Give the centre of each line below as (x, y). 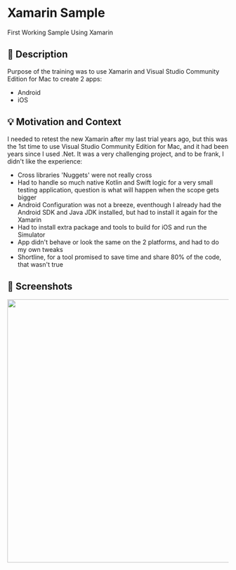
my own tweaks (40, 249)
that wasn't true (40, 264)
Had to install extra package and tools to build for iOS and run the (112, 227)
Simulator (31, 234)
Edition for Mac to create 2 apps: (55, 79)
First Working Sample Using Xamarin (60, 32)
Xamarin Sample (56, 13)
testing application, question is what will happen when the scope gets (118, 190)
